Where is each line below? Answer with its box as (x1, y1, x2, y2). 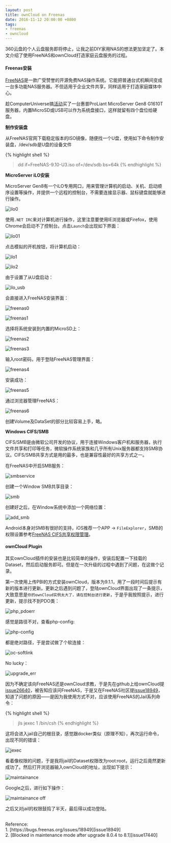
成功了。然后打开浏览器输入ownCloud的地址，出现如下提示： (5, 764, 134, 771)
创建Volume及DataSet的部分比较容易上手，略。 (5, 418, 105, 425)
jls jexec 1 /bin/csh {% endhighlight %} (17, 720, 99, 726)
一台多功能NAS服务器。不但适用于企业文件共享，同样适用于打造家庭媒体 (5, 84, 158, 90)
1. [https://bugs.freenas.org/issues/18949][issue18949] (5, 827, 121, 833)
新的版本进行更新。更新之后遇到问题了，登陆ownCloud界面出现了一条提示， (5, 585, 165, 591)
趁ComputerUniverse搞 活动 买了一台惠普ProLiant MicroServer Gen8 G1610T (5, 101, 163, 107)
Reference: (5, 821, 28, 827)
